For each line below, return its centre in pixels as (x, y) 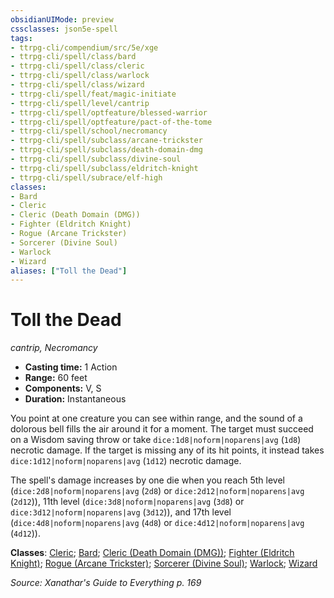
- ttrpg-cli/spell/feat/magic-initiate (93, 94)
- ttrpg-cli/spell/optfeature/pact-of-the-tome (111, 122)
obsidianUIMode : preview (62, 19)
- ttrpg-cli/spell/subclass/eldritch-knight (104, 168)
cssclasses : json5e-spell (64, 29)
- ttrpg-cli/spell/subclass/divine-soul (96, 159)
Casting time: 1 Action (71, 367)
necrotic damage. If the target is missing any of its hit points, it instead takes (167, 450)
